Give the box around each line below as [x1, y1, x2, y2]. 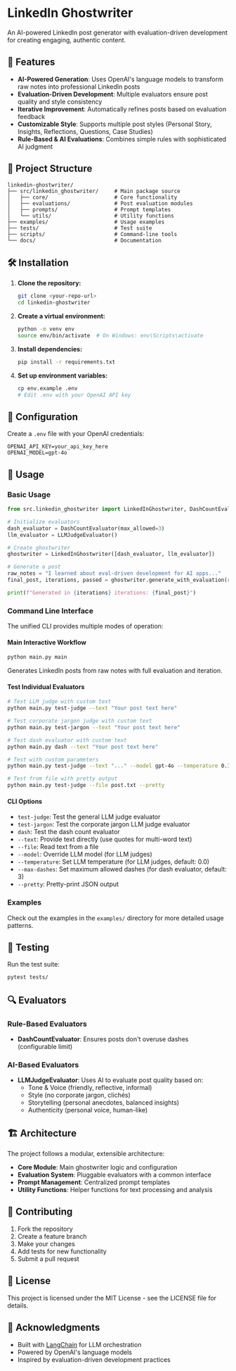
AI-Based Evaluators [7, 1060, 79, 1069]
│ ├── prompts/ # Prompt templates [7, 206, 171, 213]
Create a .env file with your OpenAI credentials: [7, 430, 145, 438]
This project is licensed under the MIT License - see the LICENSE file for [7, 1294, 216, 1302]
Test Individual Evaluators [7, 682, 85, 691]
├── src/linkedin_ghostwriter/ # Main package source [7, 187, 181, 194]
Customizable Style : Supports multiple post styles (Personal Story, [17, 120, 212, 128]
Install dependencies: [17, 345, 83, 353]
